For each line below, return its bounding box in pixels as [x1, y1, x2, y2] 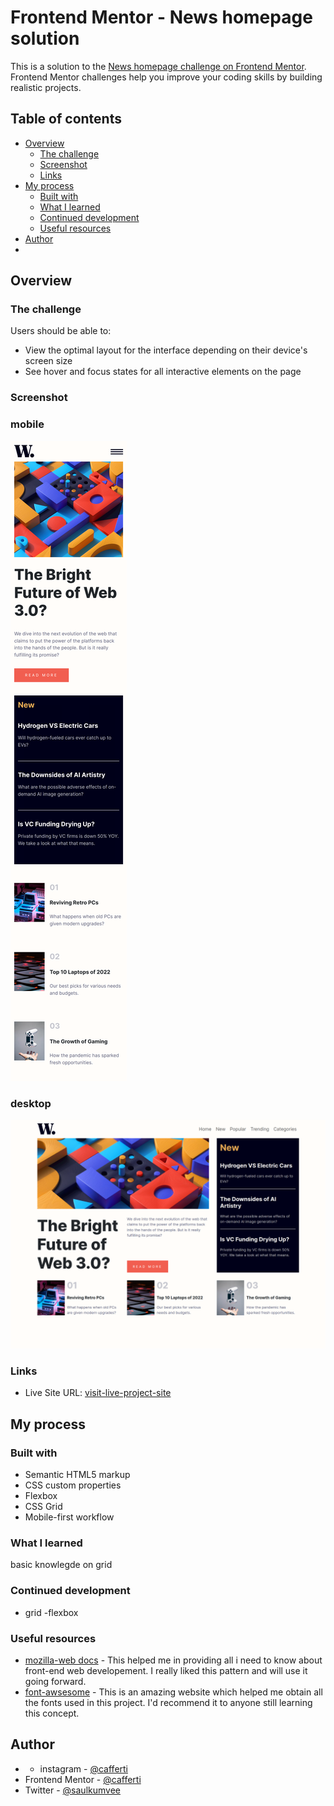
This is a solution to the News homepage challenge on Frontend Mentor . [10, 60, 307, 72]
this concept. [24, 1707, 80, 1720]
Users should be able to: [10, 325, 112, 337]
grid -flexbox [24, 1606, 79, 1618]
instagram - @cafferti [39, 1762, 128, 1775]
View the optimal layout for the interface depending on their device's [24, 344, 308, 356]
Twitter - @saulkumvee [24, 1784, 121, 1796]
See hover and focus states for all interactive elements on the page [24, 366, 302, 378]
